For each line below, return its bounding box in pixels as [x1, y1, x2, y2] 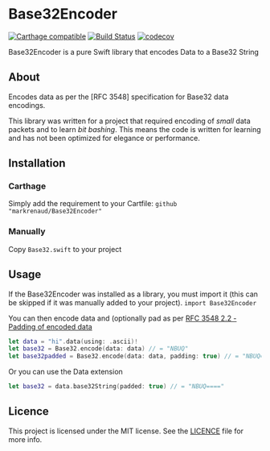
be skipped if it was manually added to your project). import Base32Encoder [8, 297, 257, 307]
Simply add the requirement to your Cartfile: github [8, 199, 178, 209]
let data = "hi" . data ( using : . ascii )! [8, 337, 138, 345]
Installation [8, 156, 66, 170]
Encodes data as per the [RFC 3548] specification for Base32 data [8, 92, 229, 101]
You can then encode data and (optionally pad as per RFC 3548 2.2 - [8, 313, 237, 323]
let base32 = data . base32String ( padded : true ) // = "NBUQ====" [8, 383, 225, 391]
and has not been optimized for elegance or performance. [8, 133, 201, 143]
